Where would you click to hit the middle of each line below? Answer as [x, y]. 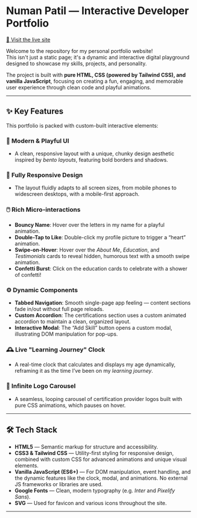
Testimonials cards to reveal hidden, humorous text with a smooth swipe [102, 256]
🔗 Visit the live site [28, 39]
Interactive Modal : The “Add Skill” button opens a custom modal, [93, 327]
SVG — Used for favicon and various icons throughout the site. [91, 503]
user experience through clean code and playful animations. [79, 87]
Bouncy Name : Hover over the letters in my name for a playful [90, 225]
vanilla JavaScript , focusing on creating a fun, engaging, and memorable [95, 81]
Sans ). [23, 497]
